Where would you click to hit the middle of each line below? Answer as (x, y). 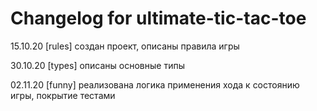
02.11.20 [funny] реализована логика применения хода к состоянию (155, 84)
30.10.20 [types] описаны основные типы (97, 65)
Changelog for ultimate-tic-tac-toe (158, 18)
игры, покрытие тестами (63, 95)
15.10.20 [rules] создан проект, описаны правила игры (125, 46)
